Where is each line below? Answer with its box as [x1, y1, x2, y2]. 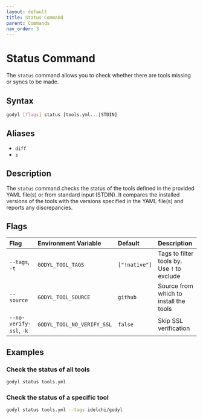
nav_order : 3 [6, 25, 39, 32]
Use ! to [158, 264, 181, 273]
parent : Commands [6, 20, 50, 26]
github [117, 294, 137, 301]
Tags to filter [158, 249, 194, 258]
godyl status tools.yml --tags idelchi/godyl [6, 407, 123, 413]
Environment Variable [37, 239, 101, 248]
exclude [158, 272, 181, 281]
